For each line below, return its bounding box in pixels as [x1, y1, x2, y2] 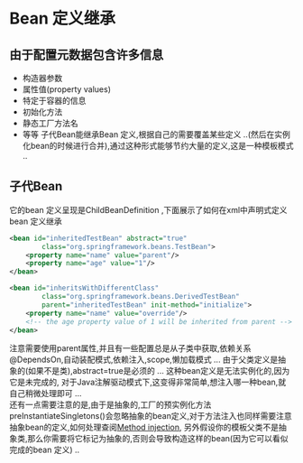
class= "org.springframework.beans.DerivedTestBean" [41, 292, 241, 301]
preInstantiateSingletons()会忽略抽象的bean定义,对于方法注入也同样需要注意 [9, 411, 292, 421]
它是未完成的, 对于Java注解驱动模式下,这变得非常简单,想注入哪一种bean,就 [9, 376, 287, 388]
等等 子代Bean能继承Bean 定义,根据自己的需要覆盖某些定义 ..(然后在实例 [22, 129, 290, 140]
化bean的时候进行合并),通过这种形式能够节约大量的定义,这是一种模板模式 [22, 141, 294, 151]
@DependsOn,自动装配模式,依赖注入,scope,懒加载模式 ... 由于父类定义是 [9, 354, 279, 366]
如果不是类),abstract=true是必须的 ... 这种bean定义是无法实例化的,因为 [28, 366, 290, 376]
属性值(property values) [22, 84, 111, 95]
